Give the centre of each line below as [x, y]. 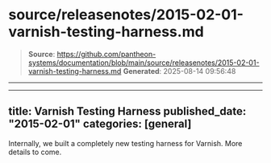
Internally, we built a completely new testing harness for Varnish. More [125, 143]
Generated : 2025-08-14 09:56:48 [179, 71]
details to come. [35, 152]
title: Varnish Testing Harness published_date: [127, 111]
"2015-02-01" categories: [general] [100, 124]
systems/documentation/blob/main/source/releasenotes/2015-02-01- [144, 63]
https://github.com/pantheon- [106, 54]
